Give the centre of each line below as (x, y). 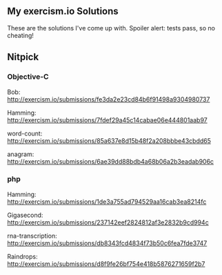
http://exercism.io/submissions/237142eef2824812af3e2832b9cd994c (108, 222)
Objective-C (28, 77)
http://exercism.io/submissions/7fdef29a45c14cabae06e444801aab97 (108, 120)
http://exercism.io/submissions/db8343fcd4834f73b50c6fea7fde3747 (107, 243)
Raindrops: (22, 256)
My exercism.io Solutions (63, 11)
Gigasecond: (25, 215)
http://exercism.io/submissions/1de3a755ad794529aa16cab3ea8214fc (107, 201)
